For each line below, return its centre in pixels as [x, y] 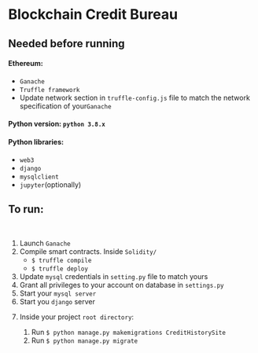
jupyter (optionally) [50, 184]
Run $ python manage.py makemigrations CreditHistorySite [129, 333]
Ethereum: [26, 64]
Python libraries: [36, 142]
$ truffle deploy [60, 269]
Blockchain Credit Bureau [93, 15]
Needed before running [66, 44]
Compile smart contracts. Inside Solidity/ [88, 252]
